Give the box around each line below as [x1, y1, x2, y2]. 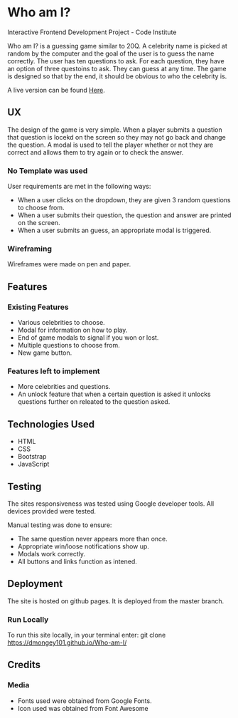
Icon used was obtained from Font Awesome [17, 704, 148, 712]
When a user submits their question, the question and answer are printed [17, 211, 232, 219]
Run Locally [7, 614, 49, 624]
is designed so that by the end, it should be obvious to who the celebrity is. [7, 72, 227, 80]
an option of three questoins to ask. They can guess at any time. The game [7, 64, 227, 73]
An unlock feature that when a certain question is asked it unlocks [17, 390, 211, 399]
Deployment [7, 578, 63, 590]
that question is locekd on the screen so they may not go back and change [7, 132, 226, 141]
